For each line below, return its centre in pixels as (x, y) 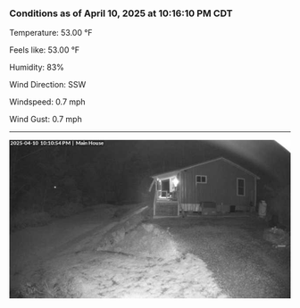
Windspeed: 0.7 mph (48, 102)
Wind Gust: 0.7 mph (46, 120)
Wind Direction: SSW (48, 85)
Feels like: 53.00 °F (45, 50)
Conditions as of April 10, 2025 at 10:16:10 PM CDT (121, 13)
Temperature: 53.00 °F (51, 33)
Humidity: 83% (37, 67)
